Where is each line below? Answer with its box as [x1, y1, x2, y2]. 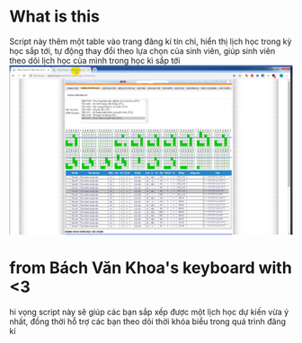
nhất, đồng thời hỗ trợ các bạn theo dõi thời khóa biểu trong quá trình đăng [9, 316, 286, 327]
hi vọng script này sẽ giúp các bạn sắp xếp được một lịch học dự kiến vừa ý [9, 307, 289, 318]
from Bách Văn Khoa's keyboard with [9, 258, 292, 278]
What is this [9, 6, 101, 27]
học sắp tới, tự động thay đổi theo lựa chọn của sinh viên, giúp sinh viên [9, 45, 276, 56]
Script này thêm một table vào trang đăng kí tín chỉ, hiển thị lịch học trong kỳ [9, 36, 292, 47]
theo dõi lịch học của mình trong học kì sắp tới [9, 55, 181, 66]
